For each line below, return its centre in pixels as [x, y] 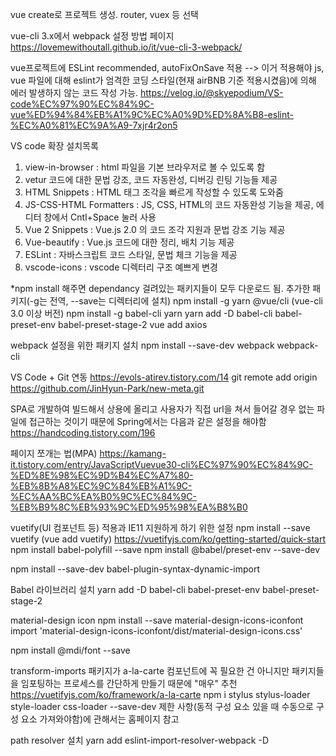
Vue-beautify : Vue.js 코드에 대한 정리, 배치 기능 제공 [129, 242]
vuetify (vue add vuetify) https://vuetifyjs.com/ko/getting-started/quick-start [168, 539]
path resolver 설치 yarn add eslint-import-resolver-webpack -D [140, 740]
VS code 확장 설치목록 [54, 146]
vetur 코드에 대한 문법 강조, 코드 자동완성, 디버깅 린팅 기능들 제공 [151, 179]
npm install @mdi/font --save [70, 650]
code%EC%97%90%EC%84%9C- [82, 104]
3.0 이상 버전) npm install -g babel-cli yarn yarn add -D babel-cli [141, 313]
